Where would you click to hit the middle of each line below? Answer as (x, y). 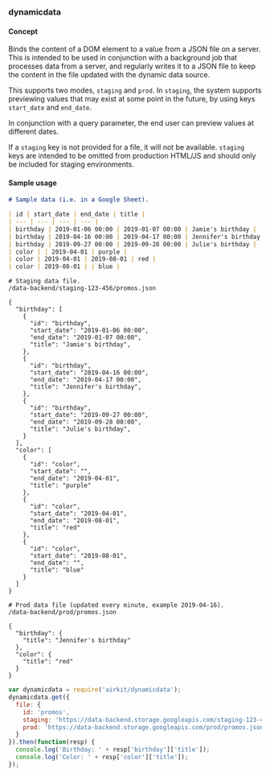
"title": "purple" (60, 485)
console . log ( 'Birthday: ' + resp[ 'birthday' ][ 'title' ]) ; (113, 750)
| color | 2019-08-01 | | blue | (64, 267)
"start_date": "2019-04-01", (78, 514)
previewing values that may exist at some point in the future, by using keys (132, 99)
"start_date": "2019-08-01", (78, 556)
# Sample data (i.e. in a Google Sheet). (79, 200)
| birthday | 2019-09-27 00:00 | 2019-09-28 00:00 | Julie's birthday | (133, 244)
